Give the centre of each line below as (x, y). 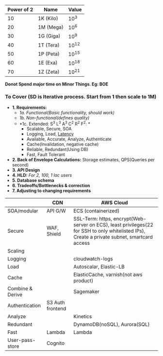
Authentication (24, 305)
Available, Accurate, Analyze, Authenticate (69, 139)
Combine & (20, 288)
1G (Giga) (49, 36)
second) (20, 165)
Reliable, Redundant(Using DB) (57, 150)
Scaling (16, 251)
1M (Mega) (51, 27)
